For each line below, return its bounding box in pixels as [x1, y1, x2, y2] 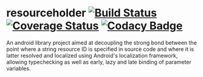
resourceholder [6, 6, 86, 20]
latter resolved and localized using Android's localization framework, [6, 52, 178, 59]
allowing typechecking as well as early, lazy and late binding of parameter [6, 58, 191, 65]
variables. [6, 64, 31, 72]
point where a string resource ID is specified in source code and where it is [6, 45, 194, 53]
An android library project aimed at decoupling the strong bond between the [6, 39, 198, 46]
